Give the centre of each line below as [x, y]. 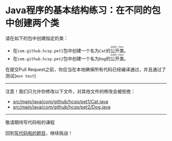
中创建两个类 [33, 23]
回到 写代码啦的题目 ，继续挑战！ [39, 133]
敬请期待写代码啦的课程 [30, 122]
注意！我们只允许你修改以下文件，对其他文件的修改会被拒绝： [70, 91]
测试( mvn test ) [21, 76]
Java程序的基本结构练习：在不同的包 [83, 10]
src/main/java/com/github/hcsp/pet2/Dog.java [62, 107]
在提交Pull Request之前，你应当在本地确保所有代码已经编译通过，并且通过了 [86, 69]
